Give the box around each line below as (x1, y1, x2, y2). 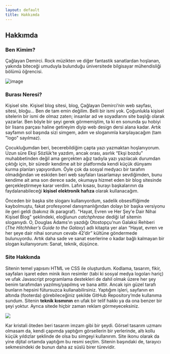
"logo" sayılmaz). (5, 135, 42, 141)
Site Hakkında (5, 253, 41, 261)
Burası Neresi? (5, 91, 42, 98)
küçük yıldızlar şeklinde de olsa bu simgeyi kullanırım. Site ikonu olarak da (5, 333, 160, 339)
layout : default (5, 7, 40, 13)
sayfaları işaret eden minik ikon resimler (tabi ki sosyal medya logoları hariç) (5, 270, 164, 277)
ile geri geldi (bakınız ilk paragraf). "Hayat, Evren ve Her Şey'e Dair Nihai (5, 209, 156, 215)
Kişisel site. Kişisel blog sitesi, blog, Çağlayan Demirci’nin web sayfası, (5, 103, 152, 109)
